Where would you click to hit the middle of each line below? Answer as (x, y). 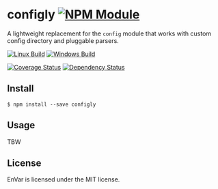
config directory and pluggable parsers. (63, 40)
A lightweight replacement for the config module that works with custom (109, 33)
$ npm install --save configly (52, 104)
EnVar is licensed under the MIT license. (64, 179)
